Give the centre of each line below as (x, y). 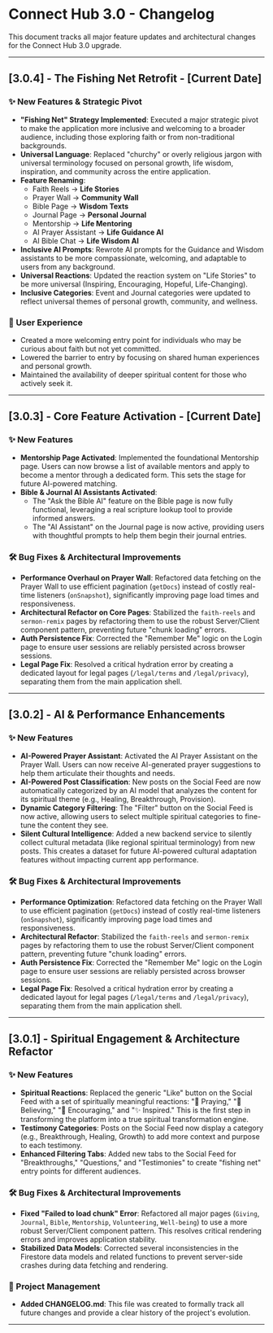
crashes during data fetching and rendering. (94, 1265)
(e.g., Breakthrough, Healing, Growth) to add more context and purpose (140, 1136)
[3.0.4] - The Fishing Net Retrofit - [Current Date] (135, 79)
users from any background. (67, 266)
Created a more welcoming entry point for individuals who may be (131, 340)
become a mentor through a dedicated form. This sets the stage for (133, 475)
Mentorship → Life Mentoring (82, 223)
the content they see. (73, 825)
